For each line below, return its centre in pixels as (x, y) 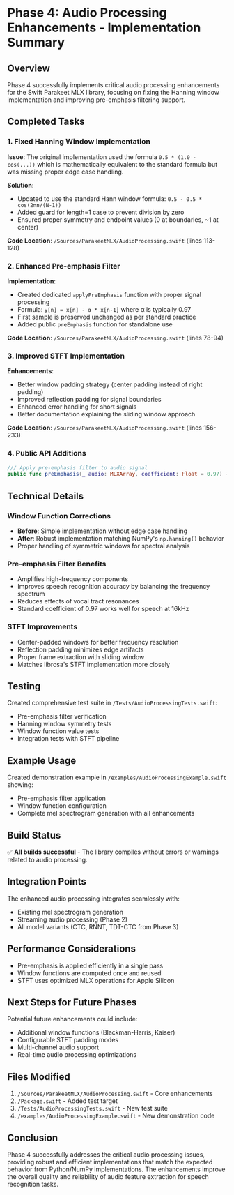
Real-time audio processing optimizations (77, 1055)
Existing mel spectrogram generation (70, 912)
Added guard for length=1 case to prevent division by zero (101, 212)
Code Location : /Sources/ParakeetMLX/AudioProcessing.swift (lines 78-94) (116, 338)
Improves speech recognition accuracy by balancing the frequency (114, 587)
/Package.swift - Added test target (68, 1101)
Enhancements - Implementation (104, 28)
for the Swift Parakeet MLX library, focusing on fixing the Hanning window (114, 92)
